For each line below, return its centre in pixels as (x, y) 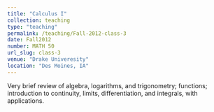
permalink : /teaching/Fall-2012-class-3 (67, 33)
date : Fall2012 (29, 40)
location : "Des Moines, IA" (48, 66)
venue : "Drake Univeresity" (48, 59)
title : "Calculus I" (37, 14)
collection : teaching (39, 20)
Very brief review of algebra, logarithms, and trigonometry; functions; (107, 85)
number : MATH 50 (31, 46)
